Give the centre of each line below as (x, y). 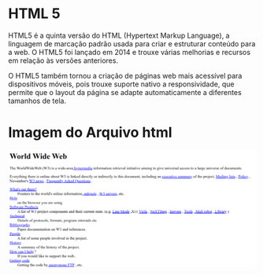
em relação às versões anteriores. (63, 60)
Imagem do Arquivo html (90, 132)
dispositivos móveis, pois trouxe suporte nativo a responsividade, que (121, 84)
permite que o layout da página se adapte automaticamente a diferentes (125, 92)
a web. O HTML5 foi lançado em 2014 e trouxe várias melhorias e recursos (129, 52)
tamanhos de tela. (37, 101)
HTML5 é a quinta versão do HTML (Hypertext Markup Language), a (119, 35)
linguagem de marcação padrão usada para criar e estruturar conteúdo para (132, 43)
